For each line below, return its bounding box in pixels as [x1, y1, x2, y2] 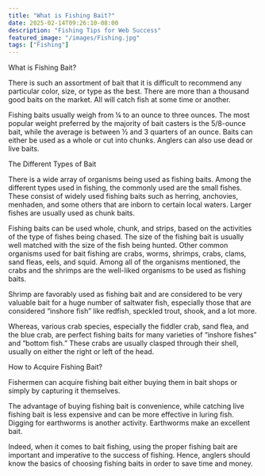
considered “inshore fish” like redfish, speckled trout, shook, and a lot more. [8, 307, 257, 316]
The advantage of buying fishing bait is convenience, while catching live [8, 402, 244, 411]
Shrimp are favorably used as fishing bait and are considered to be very [8, 290, 243, 299]
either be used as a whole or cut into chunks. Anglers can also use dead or [8, 135, 253, 145]
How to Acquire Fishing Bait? [8, 362, 103, 372]
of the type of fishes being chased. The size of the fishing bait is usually [8, 232, 244, 242]
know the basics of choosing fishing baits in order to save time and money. [8, 459, 254, 468]
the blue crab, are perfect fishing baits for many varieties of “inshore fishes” [8, 330, 257, 340]
